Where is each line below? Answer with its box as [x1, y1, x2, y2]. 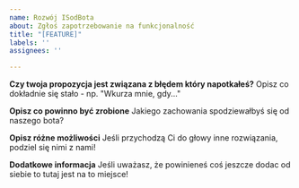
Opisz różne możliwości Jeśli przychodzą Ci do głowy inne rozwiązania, [9, 132, 278, 143]
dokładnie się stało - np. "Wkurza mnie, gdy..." [9, 89, 181, 99]
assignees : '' [9, 47, 63, 56]
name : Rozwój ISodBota [9, 13, 94, 22]
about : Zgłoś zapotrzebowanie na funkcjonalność [9, 21, 195, 30]
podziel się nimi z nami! [9, 142, 96, 153]
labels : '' [9, 38, 50, 47]
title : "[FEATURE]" [9, 30, 83, 38]
